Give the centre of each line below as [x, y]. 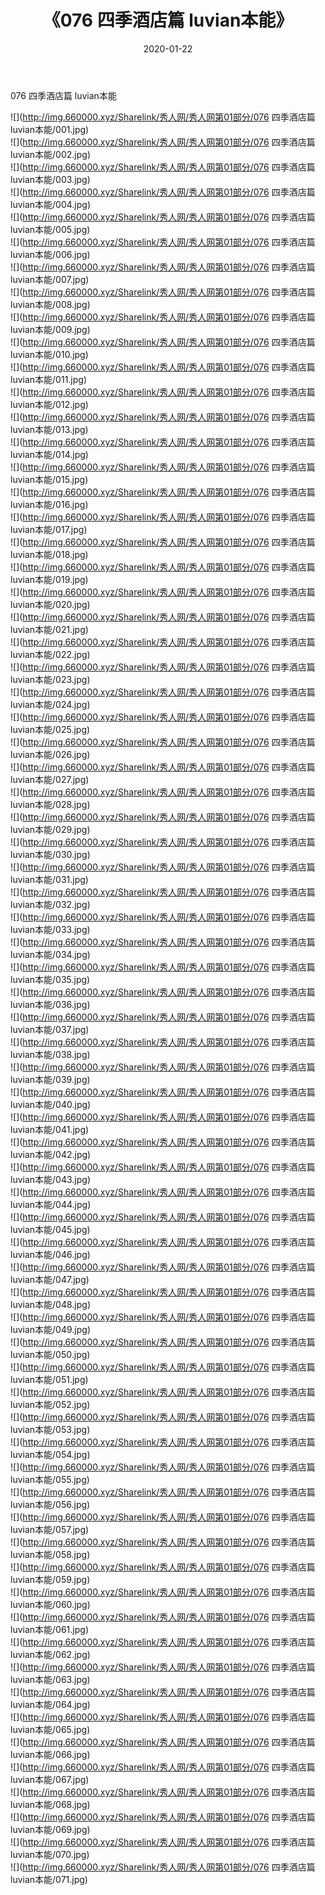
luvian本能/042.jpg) [51, 1154]
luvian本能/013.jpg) [49, 429]
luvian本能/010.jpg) [49, 354]
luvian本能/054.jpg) [50, 1454]
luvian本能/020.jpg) [50, 604]
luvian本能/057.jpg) [50, 1529]
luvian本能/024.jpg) [50, 704]
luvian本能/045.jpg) [50, 1229]
